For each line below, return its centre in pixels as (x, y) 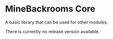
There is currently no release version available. (52, 31)
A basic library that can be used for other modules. (56, 22)
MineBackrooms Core (50, 9)
